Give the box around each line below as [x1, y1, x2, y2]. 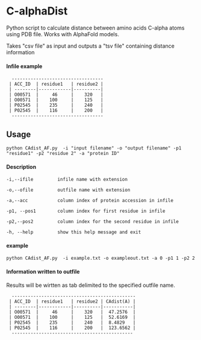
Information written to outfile [6, 268, 80, 275]
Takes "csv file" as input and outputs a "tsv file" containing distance [6, 42, 175, 49]
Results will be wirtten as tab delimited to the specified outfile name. [6, 282, 176, 289]
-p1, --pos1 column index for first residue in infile [6, 208, 165, 215]
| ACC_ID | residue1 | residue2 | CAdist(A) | [8, 298, 136, 304]
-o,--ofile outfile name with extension [6, 187, 131, 194]
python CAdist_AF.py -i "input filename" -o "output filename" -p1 [6, 145, 182, 151]
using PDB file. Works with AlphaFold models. [6, 30, 119, 37]
